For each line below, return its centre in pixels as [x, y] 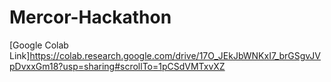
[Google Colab [39, 45]
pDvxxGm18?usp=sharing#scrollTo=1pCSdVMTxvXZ [117, 66]
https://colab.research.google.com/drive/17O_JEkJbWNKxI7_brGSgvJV [175, 55]
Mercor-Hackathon [90, 17]
